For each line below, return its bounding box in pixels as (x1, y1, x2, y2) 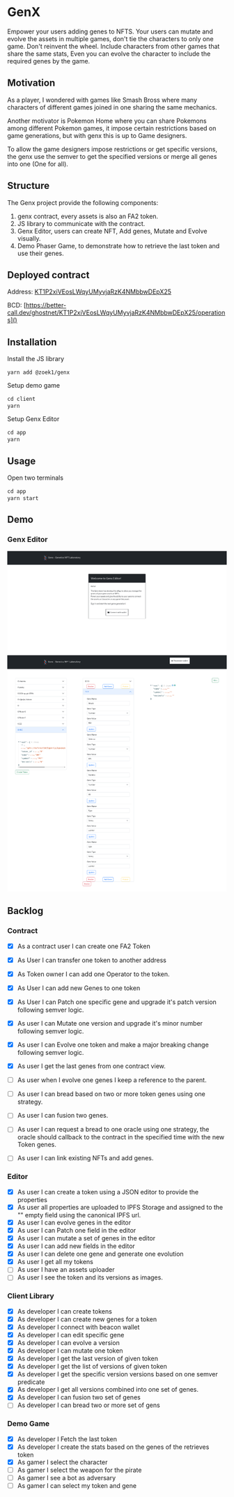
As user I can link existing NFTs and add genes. (17, 1154, 154, 1162)
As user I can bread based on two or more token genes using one (17, 1090, 205, 1098)
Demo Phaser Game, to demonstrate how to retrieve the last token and (17, 241, 220, 250)
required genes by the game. (7, 56, 91, 65)
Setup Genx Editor (7, 415, 60, 423)
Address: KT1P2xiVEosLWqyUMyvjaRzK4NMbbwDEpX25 (7, 287, 172, 296)
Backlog (7, 905, 44, 917)
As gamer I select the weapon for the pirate (17, 1466, 142, 1474)
